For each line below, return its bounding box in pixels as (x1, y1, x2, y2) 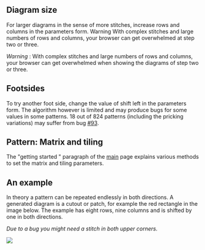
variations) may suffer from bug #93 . (6, 119, 99, 126)
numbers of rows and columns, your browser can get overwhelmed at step (6, 34, 195, 42)
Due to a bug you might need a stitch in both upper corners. (6, 225, 158, 232)
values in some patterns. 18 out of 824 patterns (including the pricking (6, 113, 184, 120)
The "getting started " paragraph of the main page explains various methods (6, 153, 199, 161)
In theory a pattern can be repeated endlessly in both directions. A (6, 194, 174, 201)
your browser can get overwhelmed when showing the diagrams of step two (6, 59, 199, 66)
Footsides (6, 83, 45, 94)
